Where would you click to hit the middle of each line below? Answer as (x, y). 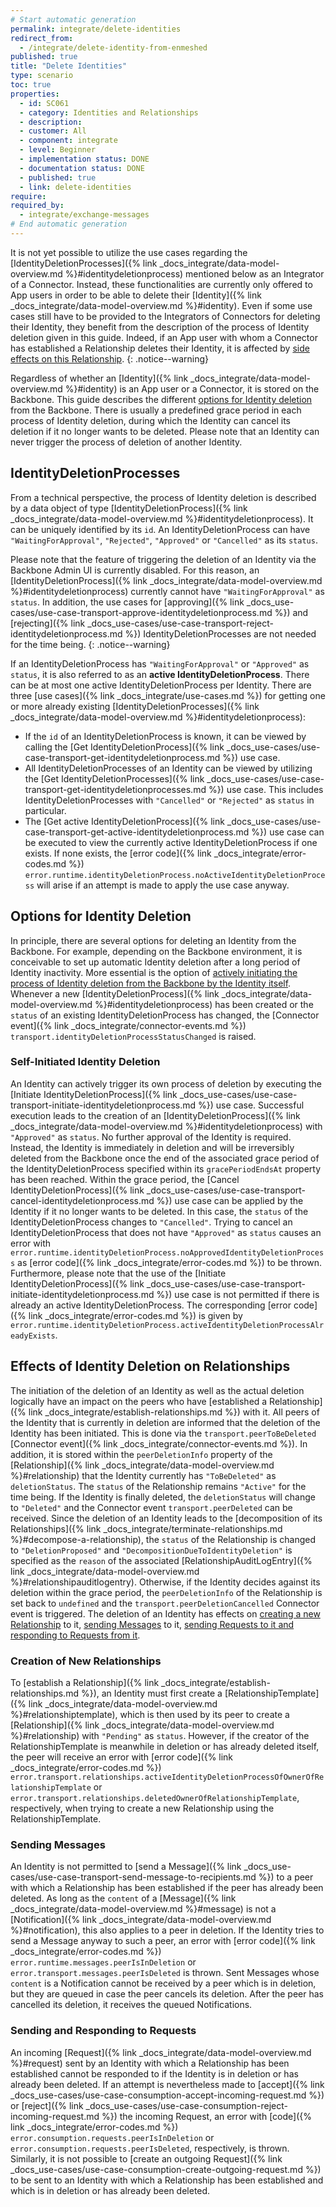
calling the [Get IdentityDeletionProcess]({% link (124, 747)
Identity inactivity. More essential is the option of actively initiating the (154, 972)
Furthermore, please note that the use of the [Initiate (118, 1273)
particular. (45, 810)
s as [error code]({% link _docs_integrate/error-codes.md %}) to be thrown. (166, 1262)
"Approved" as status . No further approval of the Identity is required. (151, 1137)
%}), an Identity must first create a (151, 1693)
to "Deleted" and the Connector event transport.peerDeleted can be (151, 1507)
